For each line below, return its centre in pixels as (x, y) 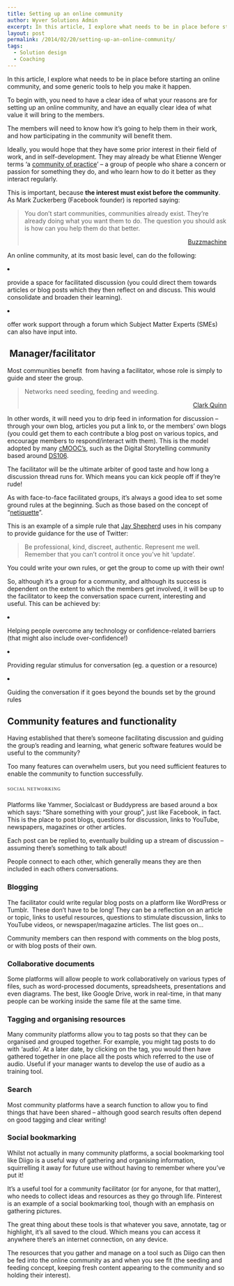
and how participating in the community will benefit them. (90, 135)
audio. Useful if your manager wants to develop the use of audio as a (106, 1064)
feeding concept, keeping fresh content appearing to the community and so (116, 1267)
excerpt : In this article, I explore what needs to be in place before (113, 27)
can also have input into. (42, 332)
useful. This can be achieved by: (54, 603)
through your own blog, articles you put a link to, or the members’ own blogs (117, 426)
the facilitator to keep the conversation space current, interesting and (107, 596)
